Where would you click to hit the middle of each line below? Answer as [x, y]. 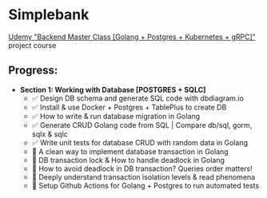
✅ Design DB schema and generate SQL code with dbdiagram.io [137, 98]
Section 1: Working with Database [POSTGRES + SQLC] [113, 89]
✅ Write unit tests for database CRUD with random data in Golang [139, 142]
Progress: [33, 71]
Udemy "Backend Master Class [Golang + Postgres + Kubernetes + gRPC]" [132, 37]
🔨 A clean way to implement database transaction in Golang [130, 151]
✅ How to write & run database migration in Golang [116, 116]
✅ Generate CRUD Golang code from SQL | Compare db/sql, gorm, [142, 125]
